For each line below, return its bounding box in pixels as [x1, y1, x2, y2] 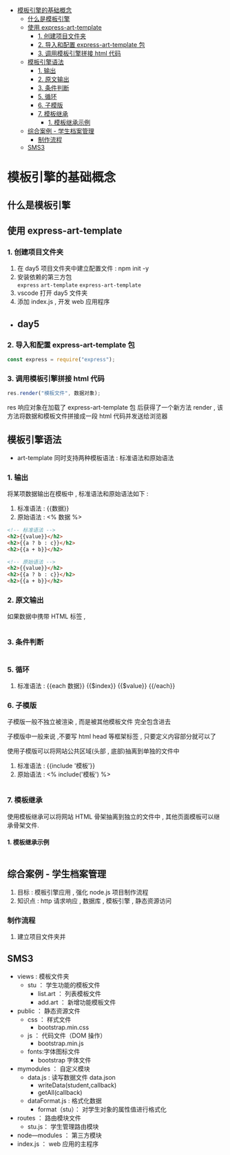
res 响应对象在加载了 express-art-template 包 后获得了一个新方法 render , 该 [7, 403, 224, 411]
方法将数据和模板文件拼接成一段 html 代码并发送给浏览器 [7, 412, 168, 420]
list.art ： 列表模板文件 [37, 989, 101, 997]
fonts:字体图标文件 [27, 1047, 81, 1056]
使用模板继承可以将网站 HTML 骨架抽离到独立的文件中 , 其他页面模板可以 [7, 812, 214, 821]
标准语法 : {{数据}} [17, 504, 70, 513]
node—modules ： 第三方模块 [17, 1131, 102, 1139]
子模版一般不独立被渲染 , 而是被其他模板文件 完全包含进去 [7, 718, 171, 726]
